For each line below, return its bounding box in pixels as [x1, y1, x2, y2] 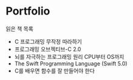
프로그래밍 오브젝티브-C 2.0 [14, 45, 81, 53]
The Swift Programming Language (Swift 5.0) [14, 59, 128, 67]
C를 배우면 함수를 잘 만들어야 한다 [14, 67, 95, 74]
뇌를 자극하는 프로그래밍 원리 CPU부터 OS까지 [14, 53, 124, 60]
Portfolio [5, 4, 50, 18]
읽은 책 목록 [5, 25, 34, 32]
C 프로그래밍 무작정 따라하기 [14, 38, 83, 45]
